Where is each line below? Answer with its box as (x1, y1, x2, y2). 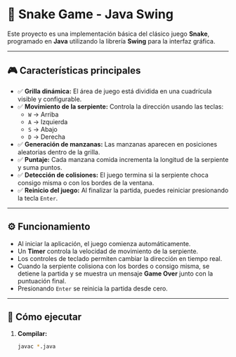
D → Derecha (27, 133, 65, 141)
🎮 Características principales (7, 65, 141, 76)
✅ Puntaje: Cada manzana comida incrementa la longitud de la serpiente (17, 155, 229, 163)
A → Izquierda (27, 117, 68, 126)
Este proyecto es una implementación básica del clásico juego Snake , (7, 29, 210, 38)
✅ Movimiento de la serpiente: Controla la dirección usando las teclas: (17, 102, 223, 111)
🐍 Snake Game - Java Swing (7, 6, 174, 22)
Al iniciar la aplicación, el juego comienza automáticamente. (17, 239, 191, 248)
